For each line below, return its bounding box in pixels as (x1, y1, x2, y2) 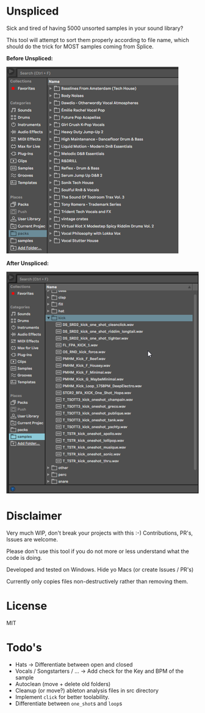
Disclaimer (6, 509, 62, 523)
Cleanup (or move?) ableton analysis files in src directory (15, 687, 159, 694)
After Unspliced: (6, 259, 49, 267)
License (6, 599, 48, 613)
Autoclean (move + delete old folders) (15, 680, 111, 687)
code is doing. (6, 554, 43, 561)
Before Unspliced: (6, 54, 53, 62)
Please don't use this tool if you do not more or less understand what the (6, 548, 189, 555)
